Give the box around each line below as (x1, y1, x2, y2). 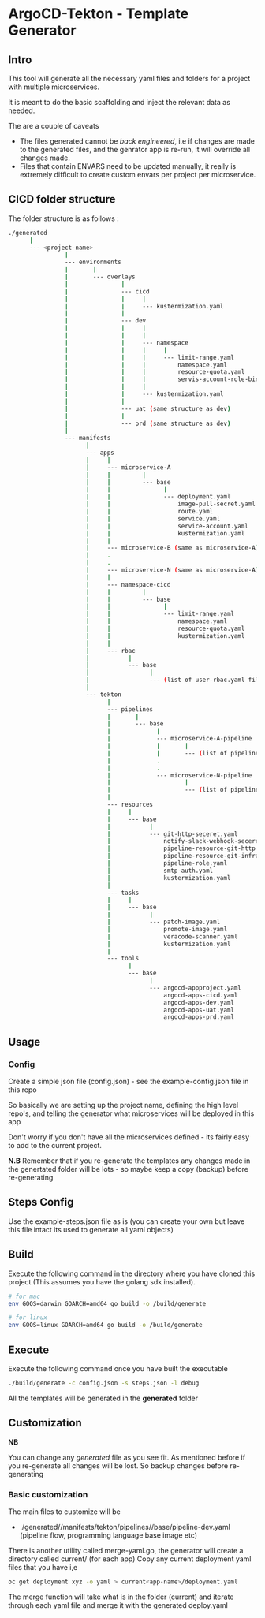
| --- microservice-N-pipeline (106, 771, 252, 779)
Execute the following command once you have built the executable (8, 1363, 229, 1373)
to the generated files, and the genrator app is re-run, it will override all (19, 145, 251, 154)
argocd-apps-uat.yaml (163, 1006, 235, 1014)
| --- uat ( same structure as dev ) (64, 404, 231, 412)
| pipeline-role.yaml (106, 859, 227, 867)
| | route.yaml (85, 508, 214, 516)
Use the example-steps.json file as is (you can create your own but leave (8, 1216, 245, 1226)
